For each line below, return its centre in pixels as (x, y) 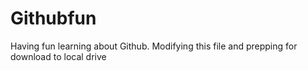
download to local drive (58, 56)
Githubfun (53, 18)
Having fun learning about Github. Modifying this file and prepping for (154, 46)
